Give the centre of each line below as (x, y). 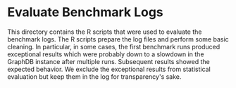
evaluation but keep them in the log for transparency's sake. (94, 76)
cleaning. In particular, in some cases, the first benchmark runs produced (114, 46)
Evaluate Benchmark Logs (85, 12)
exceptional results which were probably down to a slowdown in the (106, 54)
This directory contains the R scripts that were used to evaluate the (105, 32)
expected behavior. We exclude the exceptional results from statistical (109, 69)
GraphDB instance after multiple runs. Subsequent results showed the (108, 61)
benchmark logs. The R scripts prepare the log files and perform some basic (118, 39)
